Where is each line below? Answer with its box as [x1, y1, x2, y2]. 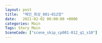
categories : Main [5, 21, 41, 26]
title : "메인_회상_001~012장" [5, 12, 64, 17]
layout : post [5, 7, 32, 12]
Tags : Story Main [5, 26, 41, 31]
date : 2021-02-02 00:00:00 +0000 [5, 16, 78, 21]
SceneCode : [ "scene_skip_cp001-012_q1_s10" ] [5, 30, 98, 35]
